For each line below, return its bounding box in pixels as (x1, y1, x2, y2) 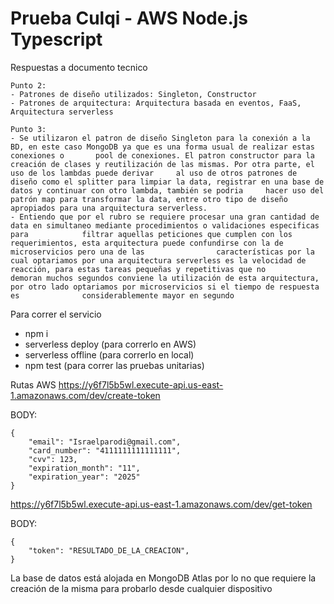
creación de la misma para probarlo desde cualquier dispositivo (10, 582, 273, 594)
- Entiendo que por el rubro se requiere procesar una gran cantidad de (10, 212, 320, 222)
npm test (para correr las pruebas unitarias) (24, 359, 205, 371)
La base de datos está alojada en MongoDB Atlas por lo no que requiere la (10, 572, 317, 584)
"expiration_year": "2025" (28, 472, 141, 482)
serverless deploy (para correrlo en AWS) (24, 338, 197, 350)
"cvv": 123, (28, 454, 78, 464)
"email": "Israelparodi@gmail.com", (28, 437, 182, 447)
